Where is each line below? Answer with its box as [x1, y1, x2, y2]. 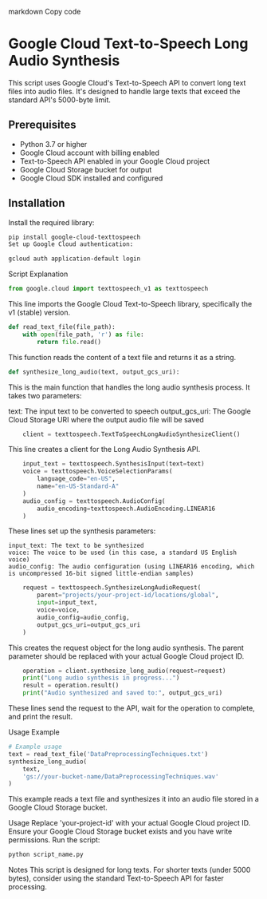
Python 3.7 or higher [19, 139, 88, 149]
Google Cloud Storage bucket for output [19, 164, 152, 174]
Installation [8, 196, 65, 210]
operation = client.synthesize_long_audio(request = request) [22, 667, 226, 675]
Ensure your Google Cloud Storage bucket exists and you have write [8, 826, 233, 837]
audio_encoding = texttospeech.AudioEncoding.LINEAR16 [37, 505, 216, 513]
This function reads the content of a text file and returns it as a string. [8, 352, 237, 362]
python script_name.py [8, 850, 84, 859]
